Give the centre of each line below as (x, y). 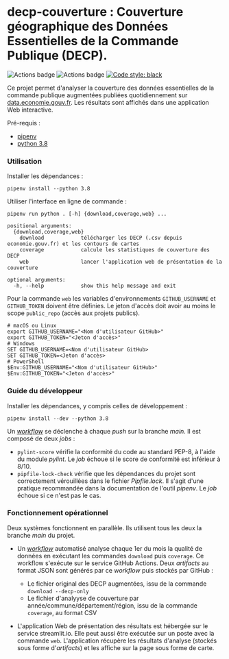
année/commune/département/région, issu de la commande (112, 605)
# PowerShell (26, 362)
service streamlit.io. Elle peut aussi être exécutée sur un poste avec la (116, 633)
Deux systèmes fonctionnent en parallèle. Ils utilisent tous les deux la (105, 527)
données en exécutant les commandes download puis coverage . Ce (110, 556)
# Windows (21, 344)
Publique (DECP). (57, 56)
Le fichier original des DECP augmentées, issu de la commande (117, 584)
